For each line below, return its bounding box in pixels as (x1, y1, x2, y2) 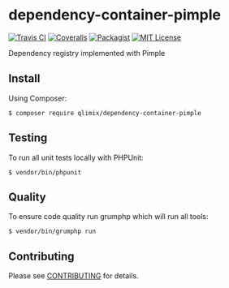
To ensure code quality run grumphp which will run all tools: (8, 212, 209, 221)
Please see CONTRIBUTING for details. (8, 271, 140, 281)
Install (8, 71, 41, 86)
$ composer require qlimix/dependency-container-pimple (8, 109, 201, 117)
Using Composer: (8, 93, 67, 103)
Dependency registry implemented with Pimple (8, 48, 166, 58)
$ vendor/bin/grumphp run (8, 227, 96, 236)
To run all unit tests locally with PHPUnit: (8, 153, 144, 162)
